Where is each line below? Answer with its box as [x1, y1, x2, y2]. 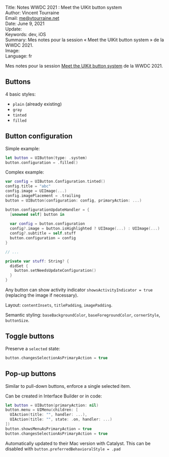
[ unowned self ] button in [10, 212, 65, 217]
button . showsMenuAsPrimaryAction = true [5, 426, 92, 432]
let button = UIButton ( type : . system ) [5, 155, 87, 160]
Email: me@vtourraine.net [5, 15, 59, 21]
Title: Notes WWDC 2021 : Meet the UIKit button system [5, 5, 122, 10]
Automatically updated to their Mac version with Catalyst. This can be [5, 440, 151, 446]
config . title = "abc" [5, 184, 51, 189]
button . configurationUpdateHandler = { [5, 207, 90, 212]
